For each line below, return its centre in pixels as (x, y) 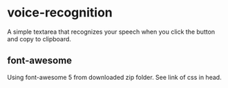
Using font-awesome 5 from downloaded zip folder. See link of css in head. (115, 77)
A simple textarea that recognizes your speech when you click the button (111, 32)
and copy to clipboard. (39, 38)
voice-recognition (60, 13)
